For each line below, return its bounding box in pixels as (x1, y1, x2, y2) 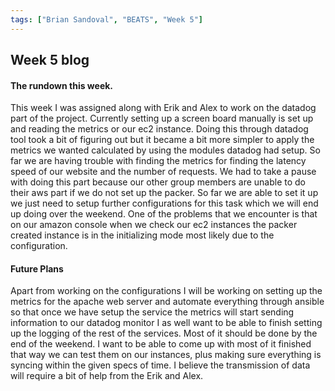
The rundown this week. (10, 79, 114, 91)
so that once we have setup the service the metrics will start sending (10, 306, 295, 318)
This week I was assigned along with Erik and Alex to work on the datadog (10, 102, 317, 114)
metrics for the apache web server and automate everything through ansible (10, 296, 325, 308)
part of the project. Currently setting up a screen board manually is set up (10, 112, 314, 125)
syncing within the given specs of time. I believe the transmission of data (10, 359, 311, 371)
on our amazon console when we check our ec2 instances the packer (10, 219, 298, 231)
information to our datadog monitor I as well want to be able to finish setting (10, 317, 323, 329)
